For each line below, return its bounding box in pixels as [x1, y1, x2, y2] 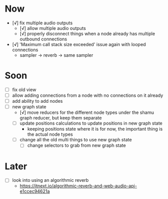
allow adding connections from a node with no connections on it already [12, 92, 163, 98]
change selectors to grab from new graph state [27, 142, 126, 148]
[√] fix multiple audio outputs [12, 20, 73, 26]
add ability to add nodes [12, 98, 63, 104]
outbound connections [19, 36, 67, 42]
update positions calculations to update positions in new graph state [19, 120, 163, 127]
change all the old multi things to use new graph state [19, 137, 132, 143]
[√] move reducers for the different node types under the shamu [19, 109, 154, 115]
